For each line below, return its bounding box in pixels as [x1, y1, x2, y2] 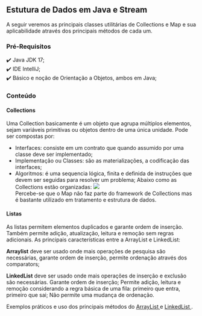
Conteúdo [6, 91, 36, 100]
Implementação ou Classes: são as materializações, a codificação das [14, 157, 190, 164]
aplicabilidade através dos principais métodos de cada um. [6, 27, 153, 34]
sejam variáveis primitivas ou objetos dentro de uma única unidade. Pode [6, 126, 188, 134]
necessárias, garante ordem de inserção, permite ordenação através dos [6, 254, 188, 261]
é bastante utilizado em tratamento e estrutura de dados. [14, 196, 157, 203]
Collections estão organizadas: [14, 184, 92, 191]
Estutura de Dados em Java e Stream [6, 5, 148, 15]
